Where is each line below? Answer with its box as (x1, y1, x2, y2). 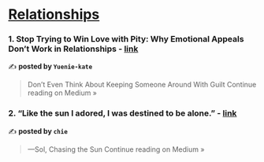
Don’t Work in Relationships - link (8, 43, 139, 54)
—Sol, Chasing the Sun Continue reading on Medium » (27, 144, 205, 154)
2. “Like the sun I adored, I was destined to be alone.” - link (8, 108, 237, 119)
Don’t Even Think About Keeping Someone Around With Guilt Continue (27, 80, 257, 90)
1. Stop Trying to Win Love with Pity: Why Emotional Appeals (8, 34, 244, 45)
